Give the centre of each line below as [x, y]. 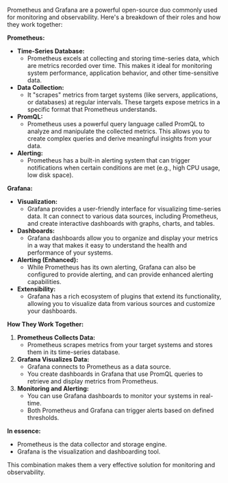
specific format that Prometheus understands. [92, 109]
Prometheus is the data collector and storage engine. [92, 444]
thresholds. [43, 417]
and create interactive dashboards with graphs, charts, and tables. [121, 223]
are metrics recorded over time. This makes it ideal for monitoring [119, 66]
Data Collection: [40, 87]
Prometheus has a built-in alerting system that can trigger [109, 160]
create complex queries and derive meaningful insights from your [119, 139]
